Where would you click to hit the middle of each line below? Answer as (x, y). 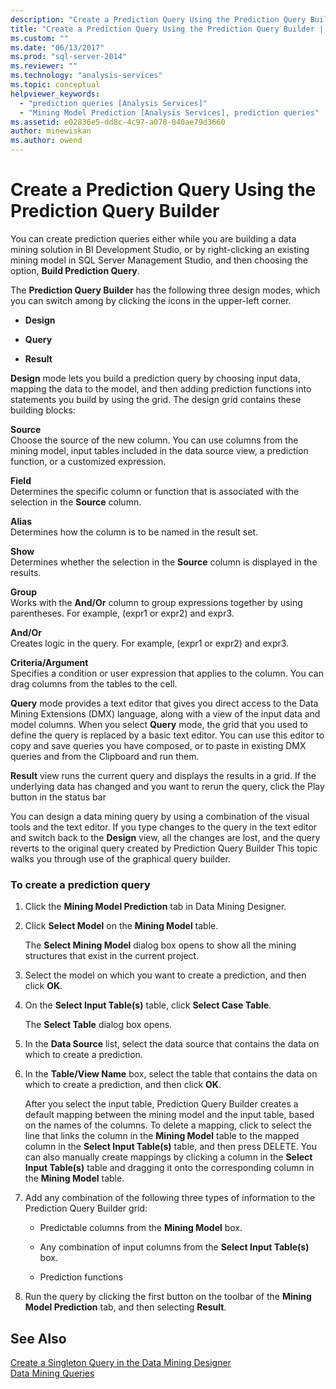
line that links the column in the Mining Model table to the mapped (162, 1136)
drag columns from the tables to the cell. (94, 683)
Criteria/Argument (49, 662)
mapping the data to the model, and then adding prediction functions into (161, 388)
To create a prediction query (80, 884)
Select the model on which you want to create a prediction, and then (165, 975)
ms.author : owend (46, 141)
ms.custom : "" (40, 38)
